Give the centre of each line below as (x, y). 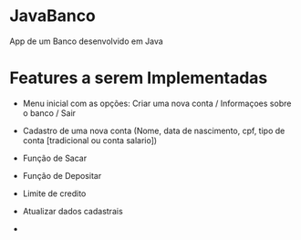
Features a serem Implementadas (139, 78)
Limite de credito (54, 193)
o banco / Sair (49, 113)
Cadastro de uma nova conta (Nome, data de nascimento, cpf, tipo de (154, 130)
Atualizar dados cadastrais (73, 211)
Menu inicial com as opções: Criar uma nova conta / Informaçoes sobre (157, 103)
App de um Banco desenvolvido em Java (87, 41)
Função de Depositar (62, 175)
